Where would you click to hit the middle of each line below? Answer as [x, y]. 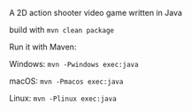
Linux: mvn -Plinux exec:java [63, 98]
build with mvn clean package [62, 30]
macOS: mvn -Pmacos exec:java [66, 81]
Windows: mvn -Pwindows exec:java [74, 64]
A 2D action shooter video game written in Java [96, 13]
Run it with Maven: [43, 47]
